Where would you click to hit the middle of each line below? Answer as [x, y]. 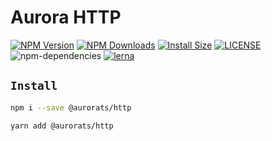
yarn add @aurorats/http [62, 126]
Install [34, 86]
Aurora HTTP [66, 17]
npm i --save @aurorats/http [71, 107]
